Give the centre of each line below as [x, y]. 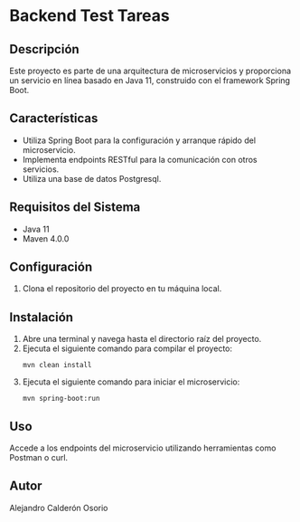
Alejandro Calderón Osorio [59, 508]
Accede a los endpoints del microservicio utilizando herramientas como [143, 448]
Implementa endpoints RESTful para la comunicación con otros [140, 159]
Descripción [44, 49]
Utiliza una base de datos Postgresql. [92, 178]
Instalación [42, 317]
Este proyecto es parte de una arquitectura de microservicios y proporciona [150, 71]
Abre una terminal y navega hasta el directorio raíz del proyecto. [142, 339]
